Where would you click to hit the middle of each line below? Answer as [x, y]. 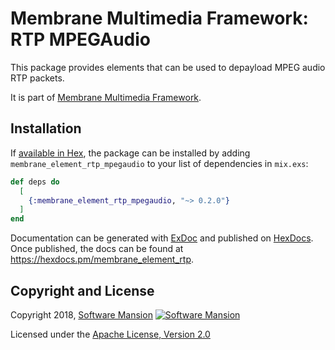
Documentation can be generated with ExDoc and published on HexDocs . [162, 238]
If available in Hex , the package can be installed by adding [130, 153]
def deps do [35, 182]
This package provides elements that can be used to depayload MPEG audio [168, 67]
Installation [46, 128]
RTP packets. [37, 78]
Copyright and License [82, 290]
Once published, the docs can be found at [97, 249]
